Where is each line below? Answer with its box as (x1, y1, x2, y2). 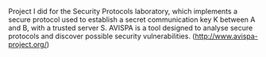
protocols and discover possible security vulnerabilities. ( (8, 31, 195, 41)
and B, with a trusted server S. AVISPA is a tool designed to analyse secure (8, 23, 253, 32)
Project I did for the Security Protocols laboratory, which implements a (8, 7, 238, 16)
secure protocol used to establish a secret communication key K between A (8, 15, 256, 24)
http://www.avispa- (194, 31, 258, 41)
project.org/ (8, 40, 48, 49)
